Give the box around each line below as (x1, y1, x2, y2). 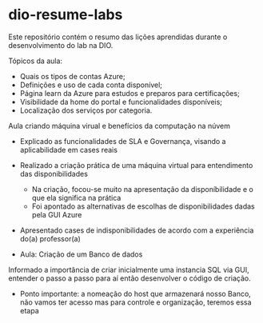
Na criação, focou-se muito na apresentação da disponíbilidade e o (31, 184, 253, 193)
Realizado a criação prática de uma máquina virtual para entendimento (19, 160, 253, 169)
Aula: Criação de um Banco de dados (19, 249, 143, 259)
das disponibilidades (19, 169, 88, 178)
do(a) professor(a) (19, 233, 82, 243)
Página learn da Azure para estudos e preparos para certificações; (19, 88, 240, 98)
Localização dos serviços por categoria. (19, 106, 153, 115)
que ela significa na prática (31, 193, 122, 202)
